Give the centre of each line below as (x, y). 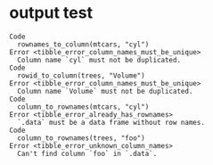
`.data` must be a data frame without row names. (111, 122)
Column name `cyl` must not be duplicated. (99, 60)
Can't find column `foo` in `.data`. (87, 153)
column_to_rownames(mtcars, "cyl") (83, 107)
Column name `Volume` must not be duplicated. (105, 91)
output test (51, 13)
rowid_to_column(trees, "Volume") (81, 75)
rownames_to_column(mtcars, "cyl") (83, 44)
